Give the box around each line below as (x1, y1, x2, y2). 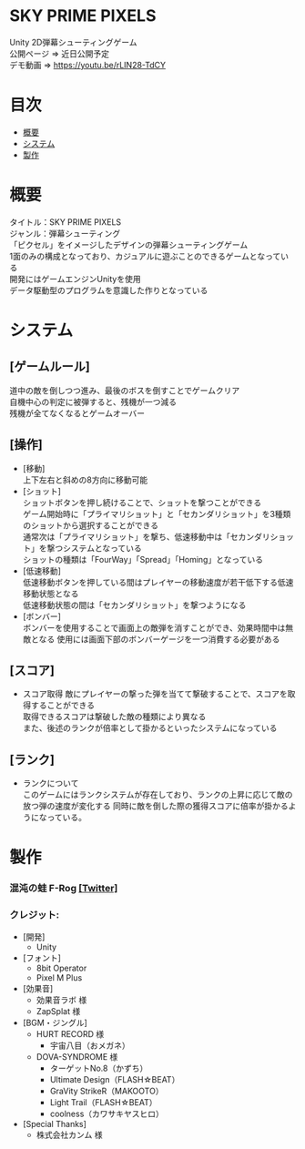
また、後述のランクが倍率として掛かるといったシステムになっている (22, 723, 278, 734)
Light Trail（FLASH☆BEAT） (49, 1096, 158, 1107)
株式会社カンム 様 (36, 1129, 103, 1140)
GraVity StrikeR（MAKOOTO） (49, 1085, 164, 1096)
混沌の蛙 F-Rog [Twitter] (9, 882, 118, 895)
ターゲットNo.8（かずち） (49, 1063, 148, 1073)
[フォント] (22, 952, 62, 963)
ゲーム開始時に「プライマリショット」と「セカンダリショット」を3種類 (22, 508, 291, 519)
